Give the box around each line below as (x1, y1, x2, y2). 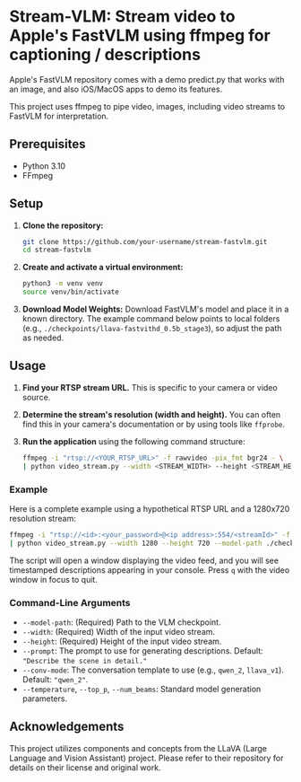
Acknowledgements (9, 719, 125, 734)
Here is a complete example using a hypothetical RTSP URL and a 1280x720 (9, 503, 290, 514)
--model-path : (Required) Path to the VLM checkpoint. (21, 617, 221, 628)
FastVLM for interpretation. (9, 110, 109, 121)
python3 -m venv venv (21, 279, 104, 288)
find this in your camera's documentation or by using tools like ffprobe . (21, 418, 285, 429)
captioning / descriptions (9, 45, 202, 65)
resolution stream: (9, 513, 76, 523)
